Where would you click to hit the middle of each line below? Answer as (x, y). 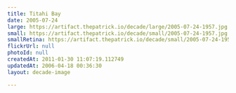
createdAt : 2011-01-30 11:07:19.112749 (66, 59)
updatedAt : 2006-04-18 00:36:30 (54, 66)
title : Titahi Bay (34, 14)
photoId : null (28, 53)
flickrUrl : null (31, 46)
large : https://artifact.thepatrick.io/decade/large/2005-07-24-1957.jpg (118, 27)
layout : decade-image (39, 72)
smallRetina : (26, 40)
